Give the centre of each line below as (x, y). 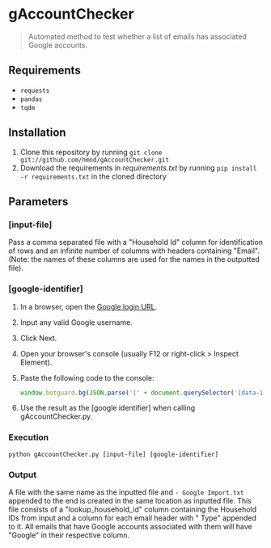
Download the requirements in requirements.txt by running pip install (138, 167)
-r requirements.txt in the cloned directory (93, 176)
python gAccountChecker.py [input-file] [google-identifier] (114, 454)
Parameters (38, 202)
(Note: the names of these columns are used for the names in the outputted (134, 259)
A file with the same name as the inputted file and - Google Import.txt (126, 492)
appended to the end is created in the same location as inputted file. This (130, 501)
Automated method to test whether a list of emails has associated (137, 36)
